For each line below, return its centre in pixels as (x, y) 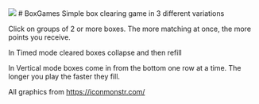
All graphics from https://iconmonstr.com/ (77, 92)
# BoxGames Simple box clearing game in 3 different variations (121, 13)
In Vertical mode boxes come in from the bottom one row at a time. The (125, 68)
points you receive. (40, 37)
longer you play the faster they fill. (64, 76)
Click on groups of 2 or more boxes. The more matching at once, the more (130, 29)
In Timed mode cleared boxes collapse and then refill (95, 52)
